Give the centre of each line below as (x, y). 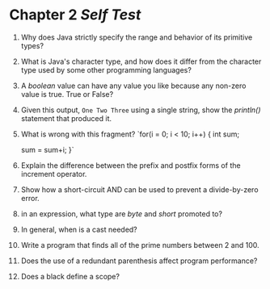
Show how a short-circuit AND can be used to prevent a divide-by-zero (139, 189)
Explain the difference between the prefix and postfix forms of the (131, 165)
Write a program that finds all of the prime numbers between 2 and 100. (140, 245)
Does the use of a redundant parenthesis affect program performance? (139, 261)
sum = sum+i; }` (48, 149)
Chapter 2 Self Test (75, 15)
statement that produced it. (66, 118)
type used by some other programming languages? (106, 69)
